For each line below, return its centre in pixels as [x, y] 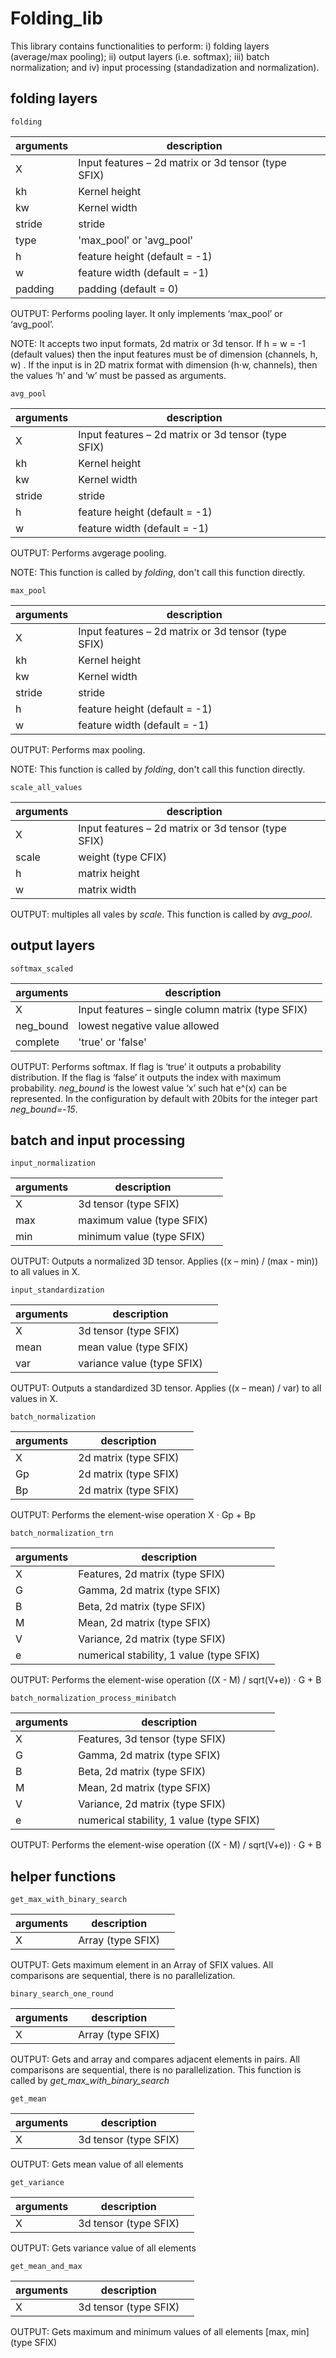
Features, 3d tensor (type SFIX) [152, 1739]
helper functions [63, 1876]
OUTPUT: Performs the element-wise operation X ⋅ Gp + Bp [133, 1515]
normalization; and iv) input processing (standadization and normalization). [165, 67]
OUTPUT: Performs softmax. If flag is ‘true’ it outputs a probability [146, 1066]
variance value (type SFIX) [140, 1364]
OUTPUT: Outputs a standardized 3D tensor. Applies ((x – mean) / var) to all [166, 1388]
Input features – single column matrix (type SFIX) [193, 1009]
